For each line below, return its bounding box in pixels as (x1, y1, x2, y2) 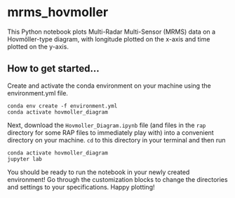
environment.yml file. (7, 88, 69, 97)
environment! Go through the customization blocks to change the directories (7, 175, 228, 183)
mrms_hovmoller (7, 4, 109, 20)
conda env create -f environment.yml (7, 103, 118, 110)
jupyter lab (7, 155, 42, 162)
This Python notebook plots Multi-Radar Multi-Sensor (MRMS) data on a (7, 27, 216, 36)
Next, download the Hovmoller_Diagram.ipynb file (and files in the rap (7, 121, 206, 129)
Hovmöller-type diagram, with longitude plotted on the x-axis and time (7, 34, 210, 43)
